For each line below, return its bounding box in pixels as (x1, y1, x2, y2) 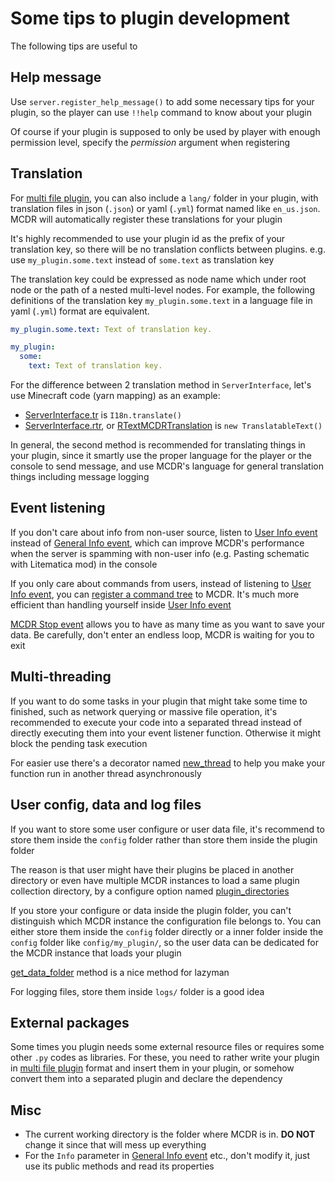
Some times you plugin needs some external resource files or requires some (10, 1041, 325, 1053)
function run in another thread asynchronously (10, 767, 202, 779)
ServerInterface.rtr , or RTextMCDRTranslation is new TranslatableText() (24, 420, 323, 432)
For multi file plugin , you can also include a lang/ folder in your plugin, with (10, 192, 319, 204)
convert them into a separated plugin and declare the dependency (10, 1073, 283, 1085)
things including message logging (10, 471, 150, 483)
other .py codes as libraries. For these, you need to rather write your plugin (10, 1052, 320, 1064)
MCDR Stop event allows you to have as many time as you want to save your (10, 618, 325, 630)
